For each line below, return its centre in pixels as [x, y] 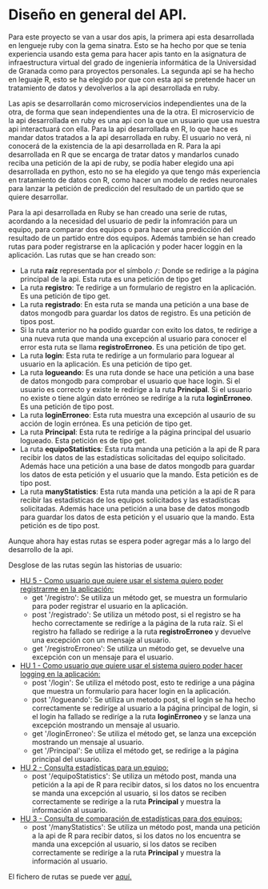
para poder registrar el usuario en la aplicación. [110, 606]
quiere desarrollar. [38, 197]
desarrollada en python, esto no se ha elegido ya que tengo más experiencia [134, 171]
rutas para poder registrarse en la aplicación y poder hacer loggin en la [126, 246]
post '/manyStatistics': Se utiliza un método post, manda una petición [146, 827]
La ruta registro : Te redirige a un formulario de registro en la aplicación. [138, 287]
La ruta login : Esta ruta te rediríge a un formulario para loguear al [127, 355]
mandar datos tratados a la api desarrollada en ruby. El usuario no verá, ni [130, 137]
